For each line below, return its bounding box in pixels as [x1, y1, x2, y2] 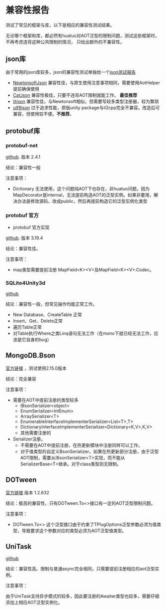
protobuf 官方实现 [12, 224, 50, 230]
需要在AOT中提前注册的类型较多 [12, 397, 79, 403]
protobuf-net [5, 142, 38, 149]
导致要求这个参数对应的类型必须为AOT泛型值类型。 [21, 527, 127, 534]
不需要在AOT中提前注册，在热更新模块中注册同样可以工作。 [20, 442, 143, 448]
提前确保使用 [12, 86, 39, 92]
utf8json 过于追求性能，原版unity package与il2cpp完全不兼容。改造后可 [12, 104, 160, 110]
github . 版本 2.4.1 [5, 154, 41, 160]
